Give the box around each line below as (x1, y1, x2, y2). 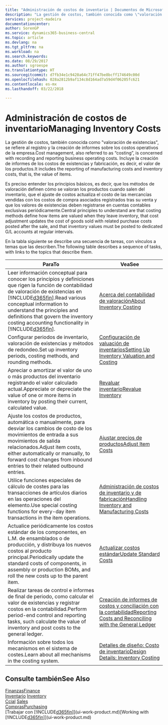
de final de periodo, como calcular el (7, 593, 93, 600)
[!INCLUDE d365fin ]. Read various (7, 294, 86, 301)
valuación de (99, 340, 129, 347)
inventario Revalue (99, 385, 141, 392)
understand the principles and (7, 307, 78, 314)
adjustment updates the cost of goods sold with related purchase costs (5, 218, 152, 224)
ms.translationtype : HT (5, 68, 55, 73)
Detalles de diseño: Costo (99, 642, 159, 649)
